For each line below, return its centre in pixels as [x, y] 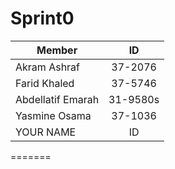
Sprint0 [42, 18]
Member [57, 50]
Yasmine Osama [53, 115]
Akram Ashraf [48, 67]
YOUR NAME [46, 132]
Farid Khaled [45, 83]
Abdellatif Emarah [57, 99]
